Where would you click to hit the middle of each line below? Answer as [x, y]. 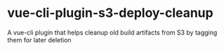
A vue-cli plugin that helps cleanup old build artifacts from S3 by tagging [112, 32]
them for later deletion [39, 39]
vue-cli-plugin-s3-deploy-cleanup [110, 13]
